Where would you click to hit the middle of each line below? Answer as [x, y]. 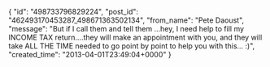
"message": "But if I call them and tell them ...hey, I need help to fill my [126, 29]
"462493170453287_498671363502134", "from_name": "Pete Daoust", [126, 20]
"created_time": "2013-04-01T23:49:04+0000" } [90, 54]
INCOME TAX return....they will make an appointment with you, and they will [135, 37]
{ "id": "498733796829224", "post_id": [74, 12]
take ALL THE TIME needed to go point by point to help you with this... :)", [132, 46]
